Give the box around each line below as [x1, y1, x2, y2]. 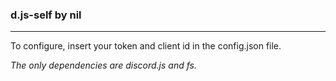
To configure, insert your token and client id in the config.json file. [10, 40, 282, 52]
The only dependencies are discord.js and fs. [10, 59, 197, 72]
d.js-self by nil [10, 8, 82, 22]
